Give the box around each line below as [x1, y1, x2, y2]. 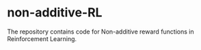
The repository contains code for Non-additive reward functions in [7, 27, 194, 36]
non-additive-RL [7, 5, 103, 21]
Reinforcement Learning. [7, 34, 77, 42]
